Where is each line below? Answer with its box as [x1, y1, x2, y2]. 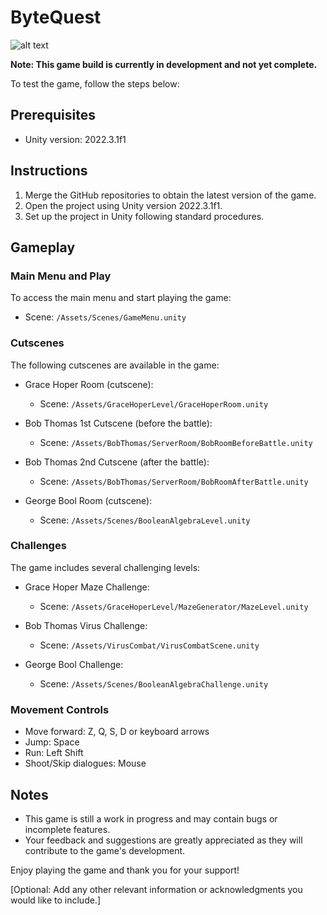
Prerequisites [10, 107, 96, 124]
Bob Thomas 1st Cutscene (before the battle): [24, 417, 213, 429]
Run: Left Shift [24, 747, 84, 759]
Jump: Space [24, 736, 80, 748]
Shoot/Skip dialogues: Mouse [24, 757, 147, 770]
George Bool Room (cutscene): [24, 494, 153, 506]
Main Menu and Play [10, 269, 112, 283]
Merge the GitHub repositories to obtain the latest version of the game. [24, 189, 317, 201]
